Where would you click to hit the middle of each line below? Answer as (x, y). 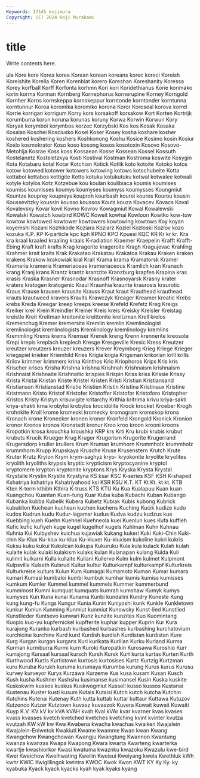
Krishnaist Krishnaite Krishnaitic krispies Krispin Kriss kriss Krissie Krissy (96, 374)
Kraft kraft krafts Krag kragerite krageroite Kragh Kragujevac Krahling (107, 247)
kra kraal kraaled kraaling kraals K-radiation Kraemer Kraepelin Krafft (91, 241)
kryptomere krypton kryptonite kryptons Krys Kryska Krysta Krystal (89, 470)
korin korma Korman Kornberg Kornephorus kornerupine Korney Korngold (97, 94)
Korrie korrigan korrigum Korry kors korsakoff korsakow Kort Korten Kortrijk (99, 113)
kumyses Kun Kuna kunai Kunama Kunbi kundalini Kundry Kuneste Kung (95, 597)
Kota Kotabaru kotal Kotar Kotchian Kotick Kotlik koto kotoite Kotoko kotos (97, 164)
